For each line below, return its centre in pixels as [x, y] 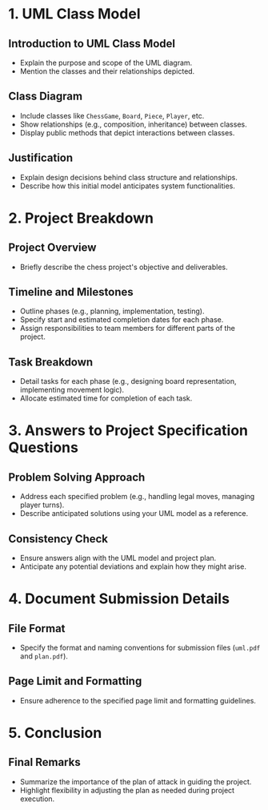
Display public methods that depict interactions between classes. [127, 132]
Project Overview [52, 248]
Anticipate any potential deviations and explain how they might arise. [133, 566]
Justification [41, 158]
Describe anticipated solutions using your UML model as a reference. [134, 514]
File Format [37, 629]
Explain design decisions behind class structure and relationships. [128, 177]
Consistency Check [58, 539]
